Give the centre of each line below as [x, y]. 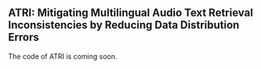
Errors [24, 37]
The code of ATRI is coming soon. [63, 56]
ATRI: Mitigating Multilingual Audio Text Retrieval [130, 13]
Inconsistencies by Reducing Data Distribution [124, 25]
